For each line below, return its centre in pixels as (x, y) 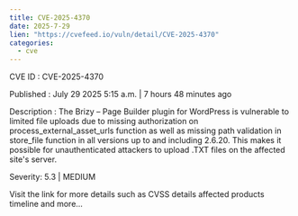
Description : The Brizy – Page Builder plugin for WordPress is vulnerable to (149, 112)
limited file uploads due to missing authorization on (104, 121)
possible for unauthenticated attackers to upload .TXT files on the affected (147, 150)
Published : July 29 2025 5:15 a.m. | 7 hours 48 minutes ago (121, 94)
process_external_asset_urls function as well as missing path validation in (145, 130)
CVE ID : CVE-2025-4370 (57, 76)
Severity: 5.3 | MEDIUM (53, 177)
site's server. (33, 159)
